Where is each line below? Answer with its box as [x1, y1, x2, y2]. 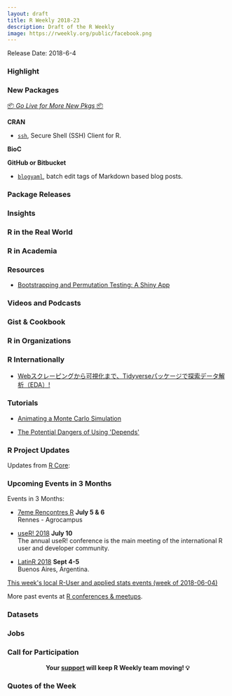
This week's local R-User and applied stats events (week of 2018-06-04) [7, 579, 218, 587]
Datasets [7, 610, 39, 620]
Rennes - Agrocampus [17, 516, 83, 524]
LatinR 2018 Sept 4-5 [17, 558, 79, 566]
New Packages [7, 86, 60, 95]
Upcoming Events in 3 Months [7, 479, 112, 489]
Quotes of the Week [7, 681, 76, 691]
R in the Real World [7, 227, 74, 237]
